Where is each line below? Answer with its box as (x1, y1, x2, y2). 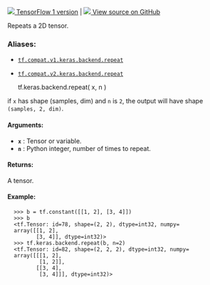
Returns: (7, 160, 34, 169)
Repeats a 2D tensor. (7, 21, 69, 30)
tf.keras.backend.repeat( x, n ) (17, 83, 107, 92)
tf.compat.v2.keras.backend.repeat (17, 71, 124, 78)
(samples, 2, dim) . (7, 104, 64, 113)
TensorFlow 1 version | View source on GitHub (16, 8, 161, 16)
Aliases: (7, 39, 37, 49)
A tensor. (7, 176, 34, 185)
